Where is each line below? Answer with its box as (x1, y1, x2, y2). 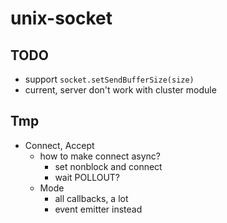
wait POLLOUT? (54, 171, 121, 183)
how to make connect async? (39, 150, 161, 162)
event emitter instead (54, 203, 143, 215)
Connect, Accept (24, 139, 95, 151)
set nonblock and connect (54, 160, 163, 172)
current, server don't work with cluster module (24, 84, 217, 96)
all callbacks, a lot (54, 192, 129, 204)
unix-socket (10, 7, 113, 30)
